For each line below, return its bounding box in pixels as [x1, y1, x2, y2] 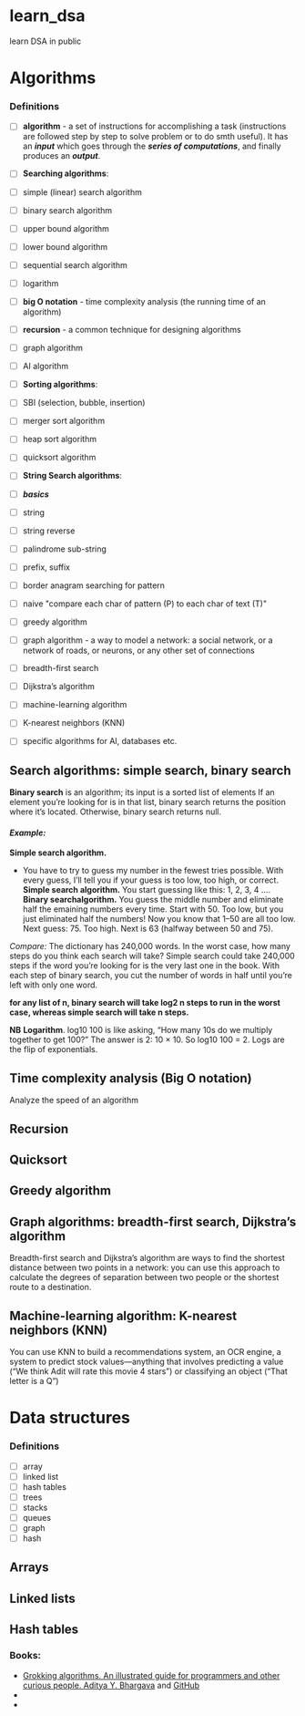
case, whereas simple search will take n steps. [9, 1007, 189, 1018]
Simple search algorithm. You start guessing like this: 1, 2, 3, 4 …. [22, 884, 271, 895]
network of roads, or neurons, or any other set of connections [22, 645, 255, 656]
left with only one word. [9, 979, 98, 990]
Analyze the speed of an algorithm [9, 1095, 139, 1106]
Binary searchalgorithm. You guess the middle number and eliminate [22, 894, 284, 905]
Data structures [9, 1408, 130, 1428]
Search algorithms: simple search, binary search [9, 762, 291, 778]
